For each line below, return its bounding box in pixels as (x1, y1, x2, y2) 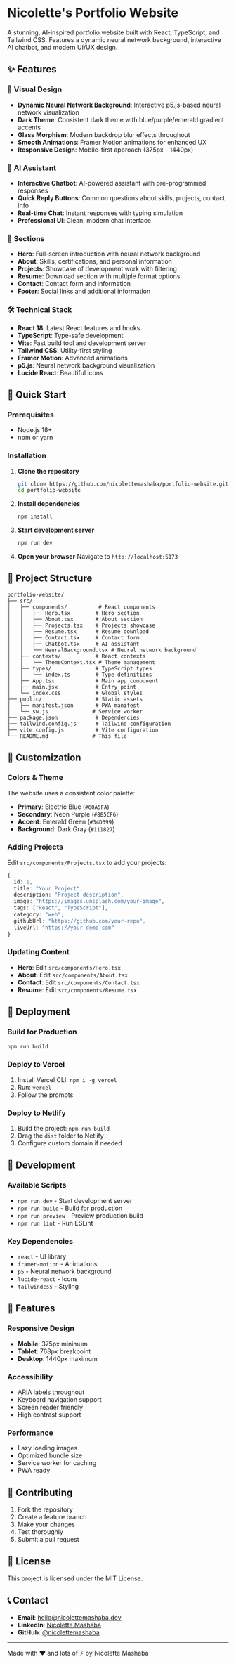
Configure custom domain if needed (17, 1139, 123, 1147)
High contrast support (17, 1410, 81, 1419)
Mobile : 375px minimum (17, 1339, 88, 1348)
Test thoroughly (17, 1528, 63, 1536)
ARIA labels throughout (17, 1388, 85, 1396)
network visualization (17, 108, 79, 117)
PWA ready (17, 1467, 51, 1475)
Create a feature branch (17, 1513, 87, 1521)
